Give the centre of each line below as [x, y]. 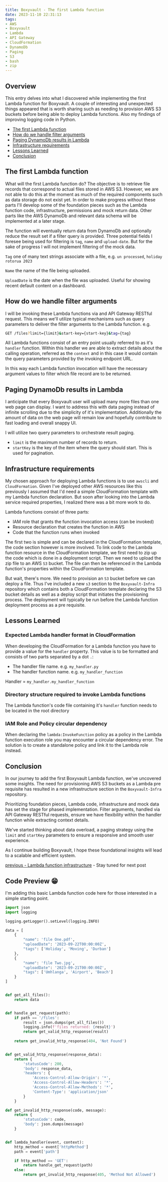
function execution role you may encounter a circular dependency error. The [84, 740]
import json [18, 907]
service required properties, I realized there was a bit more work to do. [78, 502]
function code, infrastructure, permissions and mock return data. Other [78, 210]
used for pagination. [33, 453]
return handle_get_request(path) [58, 1165]
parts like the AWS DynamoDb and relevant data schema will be [71, 216]
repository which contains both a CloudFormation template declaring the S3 [83, 589]
